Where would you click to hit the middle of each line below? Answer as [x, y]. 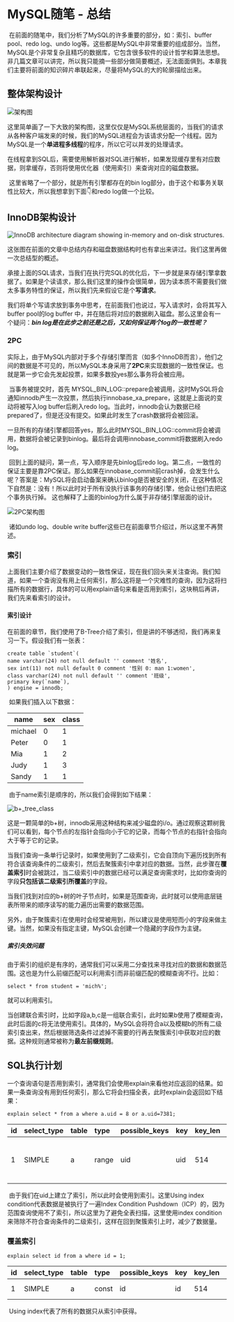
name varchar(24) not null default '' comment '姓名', [87, 661]
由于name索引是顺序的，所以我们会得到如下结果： [81, 794]
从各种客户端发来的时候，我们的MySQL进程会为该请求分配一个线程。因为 [112, 135]
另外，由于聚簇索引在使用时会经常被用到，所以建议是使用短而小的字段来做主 [117, 920]
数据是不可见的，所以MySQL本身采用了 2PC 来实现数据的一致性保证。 [118, 365]
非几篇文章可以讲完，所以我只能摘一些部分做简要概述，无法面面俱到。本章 [114, 61]
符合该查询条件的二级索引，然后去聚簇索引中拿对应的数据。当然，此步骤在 [114, 864]
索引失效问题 [25, 946]
